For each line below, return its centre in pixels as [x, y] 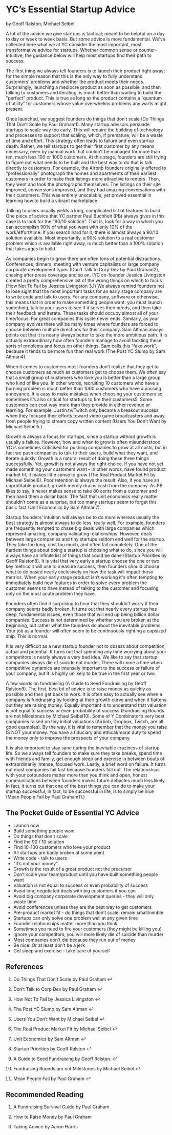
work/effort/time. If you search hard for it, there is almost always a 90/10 [82, 232]
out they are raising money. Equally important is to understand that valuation [86, 705]
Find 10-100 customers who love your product [62, 847]
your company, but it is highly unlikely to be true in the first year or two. [81, 673]
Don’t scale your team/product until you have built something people [85, 874]
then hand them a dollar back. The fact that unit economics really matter [82, 496]
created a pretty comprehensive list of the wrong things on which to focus [84, 280]
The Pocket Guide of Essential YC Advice [73, 813]
